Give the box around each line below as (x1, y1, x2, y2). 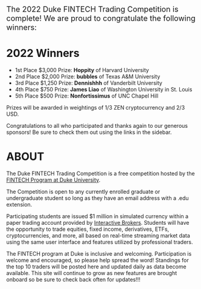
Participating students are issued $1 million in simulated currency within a (6, 212, 189, 220)
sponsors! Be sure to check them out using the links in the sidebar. (6, 128, 172, 136)
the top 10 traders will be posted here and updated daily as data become (6, 263, 187, 270)
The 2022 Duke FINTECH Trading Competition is (6, 4, 179, 14)
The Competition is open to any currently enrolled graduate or (6, 188, 161, 195)
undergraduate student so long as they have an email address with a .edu (6, 194, 189, 202)
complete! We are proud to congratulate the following (6, 13, 196, 23)
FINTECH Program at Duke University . (6, 176, 101, 184)
